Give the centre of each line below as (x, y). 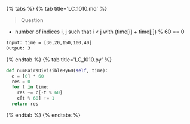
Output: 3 (19, 48)
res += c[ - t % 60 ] (40, 93)
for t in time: (30, 87)
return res (25, 104)
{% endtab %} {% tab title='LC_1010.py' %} (59, 60)
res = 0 (21, 82)
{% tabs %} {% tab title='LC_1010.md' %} (57, 9)
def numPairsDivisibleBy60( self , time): (57, 70)
